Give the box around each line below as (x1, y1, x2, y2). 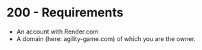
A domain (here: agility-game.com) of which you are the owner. (16, 34, 197, 42)
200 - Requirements (6, 5, 124, 21)
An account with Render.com (16, 27, 99, 36)
